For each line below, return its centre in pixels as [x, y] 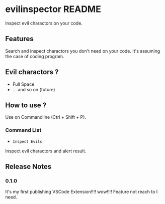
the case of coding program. [35, 56]
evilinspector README [53, 9]
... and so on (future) [34, 89]
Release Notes [28, 167]
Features [19, 39]
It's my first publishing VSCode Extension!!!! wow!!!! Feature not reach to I [81, 192]
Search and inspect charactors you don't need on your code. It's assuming [82, 51]
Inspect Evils [27, 141]
